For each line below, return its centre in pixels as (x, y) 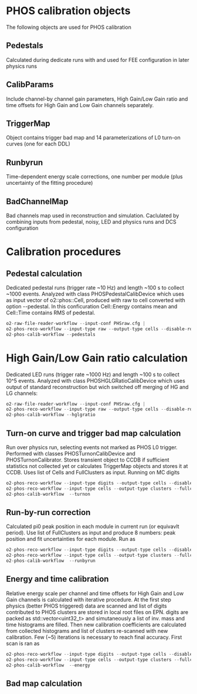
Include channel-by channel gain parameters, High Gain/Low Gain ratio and (97, 99)
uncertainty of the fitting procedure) (50, 183)
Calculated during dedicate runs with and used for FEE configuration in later (98, 59)
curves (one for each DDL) (38, 144)
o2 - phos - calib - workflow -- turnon (48, 494)
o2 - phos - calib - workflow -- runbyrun (51, 561)
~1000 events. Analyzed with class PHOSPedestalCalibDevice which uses (95, 294)
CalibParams (30, 84)
